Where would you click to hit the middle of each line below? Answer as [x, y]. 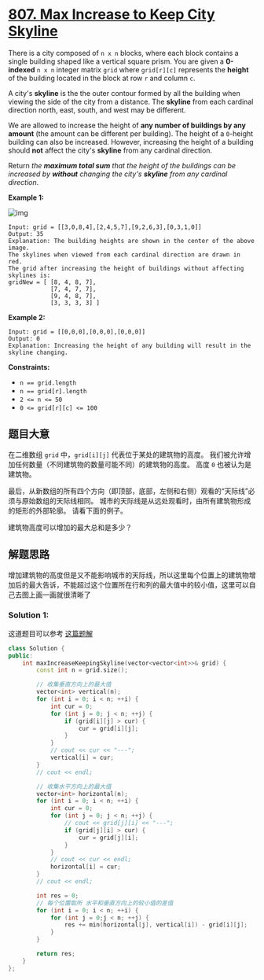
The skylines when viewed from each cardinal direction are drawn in [125, 254]
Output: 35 [26, 234]
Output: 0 [24, 339]
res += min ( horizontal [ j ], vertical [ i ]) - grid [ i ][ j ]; [156, 925]
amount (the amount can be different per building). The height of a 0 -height [131, 133]
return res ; [56, 954]
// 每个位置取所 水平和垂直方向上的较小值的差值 [105, 903]
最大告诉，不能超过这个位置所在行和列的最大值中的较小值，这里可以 [139, 584]
